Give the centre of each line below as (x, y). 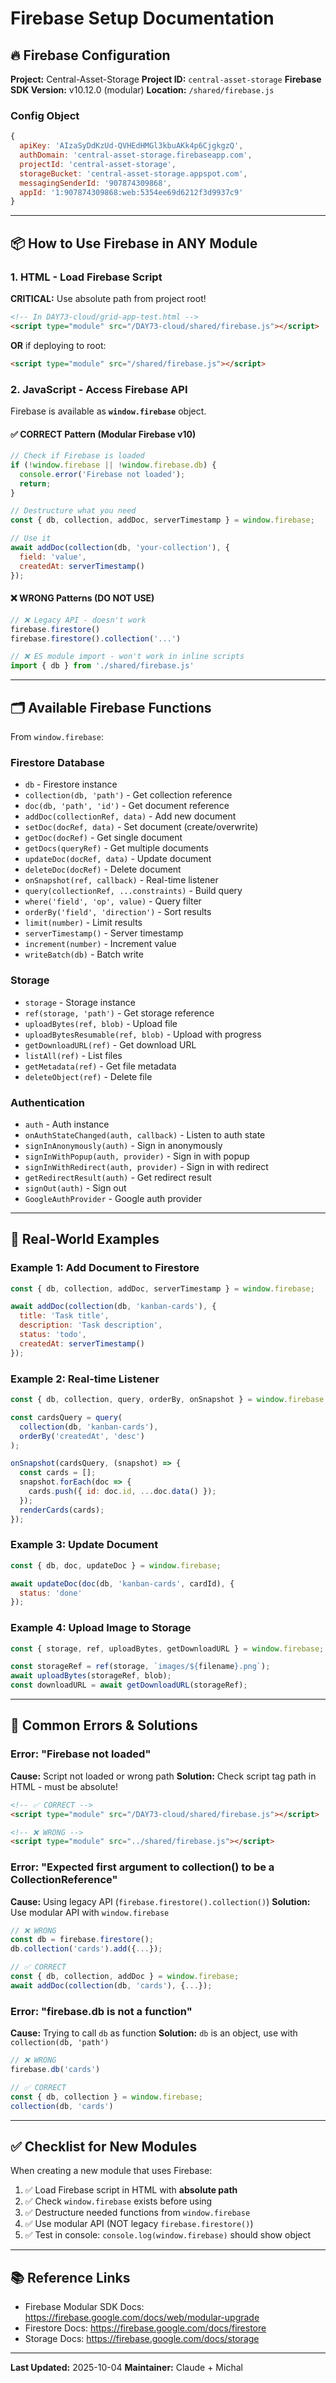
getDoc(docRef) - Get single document (103, 838)
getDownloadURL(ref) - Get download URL (110, 1044)
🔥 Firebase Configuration (90, 55)
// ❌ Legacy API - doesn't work (78, 620)
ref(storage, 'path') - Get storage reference (119, 1013)
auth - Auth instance (67, 1124)
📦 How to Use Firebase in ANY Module (134, 243)
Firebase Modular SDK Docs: (84, 2307)
